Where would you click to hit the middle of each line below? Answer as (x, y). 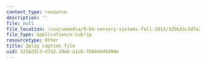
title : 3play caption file (41, 46)
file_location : (26, 29)
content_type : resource (37, 12)
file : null (20, 23)
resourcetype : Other (33, 40)
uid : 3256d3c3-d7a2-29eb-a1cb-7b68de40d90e (63, 52)
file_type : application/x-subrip (49, 35)
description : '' (27, 18)
